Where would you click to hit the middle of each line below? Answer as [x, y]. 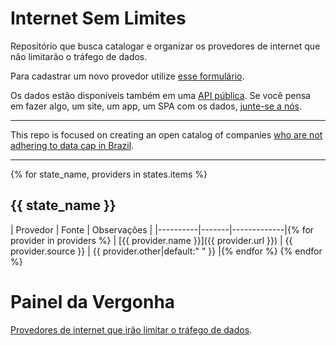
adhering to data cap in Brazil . [72, 145]
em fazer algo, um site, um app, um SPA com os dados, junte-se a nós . [156, 106]
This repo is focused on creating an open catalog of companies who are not [166, 134]
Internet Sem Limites [98, 18]
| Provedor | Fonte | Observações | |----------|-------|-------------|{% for [162, 229]
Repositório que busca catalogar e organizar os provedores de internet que [165, 46]
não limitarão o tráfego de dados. [79, 56]
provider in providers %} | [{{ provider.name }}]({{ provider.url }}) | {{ [151, 240]
